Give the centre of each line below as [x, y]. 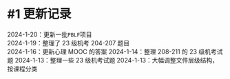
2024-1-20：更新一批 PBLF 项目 [50, 34]
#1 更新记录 [39, 14]
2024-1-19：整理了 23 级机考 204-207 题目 [69, 43]
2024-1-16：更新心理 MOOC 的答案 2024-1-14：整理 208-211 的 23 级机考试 [115, 52]
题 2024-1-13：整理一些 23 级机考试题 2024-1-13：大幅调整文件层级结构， [113, 60]
